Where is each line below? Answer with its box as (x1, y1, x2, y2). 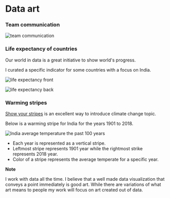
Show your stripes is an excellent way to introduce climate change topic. (5, 111, 156, 117)
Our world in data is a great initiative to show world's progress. (5, 57, 136, 63)
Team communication (5, 21, 60, 28)
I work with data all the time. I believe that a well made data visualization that (5, 176, 165, 182)
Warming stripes (5, 99, 47, 106)
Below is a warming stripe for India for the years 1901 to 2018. (5, 120, 134, 127)
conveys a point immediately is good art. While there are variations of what (5, 181, 161, 188)
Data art (5, 3, 40, 15)
